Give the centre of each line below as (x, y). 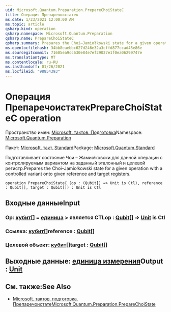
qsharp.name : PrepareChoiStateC (39, 39)
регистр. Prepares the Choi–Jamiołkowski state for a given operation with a (84, 168)
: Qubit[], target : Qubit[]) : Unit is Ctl (53, 187)
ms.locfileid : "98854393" (33, 72)
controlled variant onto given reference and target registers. (68, 174)
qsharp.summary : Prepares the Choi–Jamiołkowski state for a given (78, 43)
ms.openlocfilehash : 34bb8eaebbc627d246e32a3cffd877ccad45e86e (74, 48)
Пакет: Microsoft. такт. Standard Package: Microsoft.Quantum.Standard (80, 148)
